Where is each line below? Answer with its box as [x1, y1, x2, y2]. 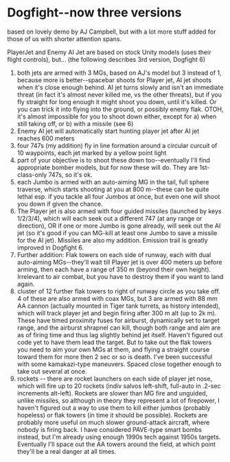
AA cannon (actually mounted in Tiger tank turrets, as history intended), [16, 302, 221, 310]
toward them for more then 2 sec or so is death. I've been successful [16, 352, 213, 361]
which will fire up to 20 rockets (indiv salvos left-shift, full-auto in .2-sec [16, 382, 221, 390]
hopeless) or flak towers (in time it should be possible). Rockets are [16, 411, 208, 419]
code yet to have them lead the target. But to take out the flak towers [16, 338, 212, 346]
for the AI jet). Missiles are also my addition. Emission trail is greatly [16, 236, 208, 244]
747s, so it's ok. [48, 170, 93, 179]
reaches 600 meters [16, 134, 75, 142]
